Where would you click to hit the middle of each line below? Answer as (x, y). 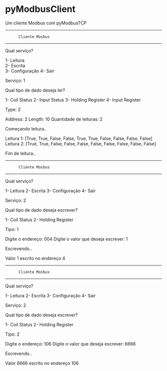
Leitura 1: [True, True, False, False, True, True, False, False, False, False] (79, 138)
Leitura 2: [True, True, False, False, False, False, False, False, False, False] (81, 143)
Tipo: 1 (12, 229)
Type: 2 (13, 109)
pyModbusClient (40, 9)
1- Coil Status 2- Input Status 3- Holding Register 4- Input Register (73, 100)
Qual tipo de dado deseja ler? (35, 90)
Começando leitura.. (26, 128)
